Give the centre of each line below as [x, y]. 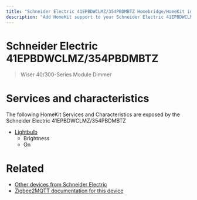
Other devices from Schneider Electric [61, 185]
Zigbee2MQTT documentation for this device [69, 191]
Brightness [36, 138]
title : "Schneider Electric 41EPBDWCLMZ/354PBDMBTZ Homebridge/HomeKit [95, 11]
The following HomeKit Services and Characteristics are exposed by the [93, 114]
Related [25, 168]
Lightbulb [26, 132]
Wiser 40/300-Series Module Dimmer [66, 74]
